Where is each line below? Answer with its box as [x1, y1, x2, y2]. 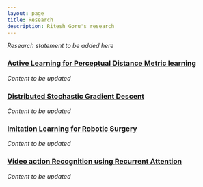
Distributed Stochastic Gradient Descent [7, 91, 145, 101]
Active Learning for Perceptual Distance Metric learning [7, 59, 197, 68]
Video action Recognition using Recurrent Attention [7, 157, 182, 166]
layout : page [7, 10, 44, 17]
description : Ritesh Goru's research [7, 23, 115, 29]
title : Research [7, 16, 53, 23]
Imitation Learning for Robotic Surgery [7, 124, 138, 134]
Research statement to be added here [7, 42, 114, 50]
